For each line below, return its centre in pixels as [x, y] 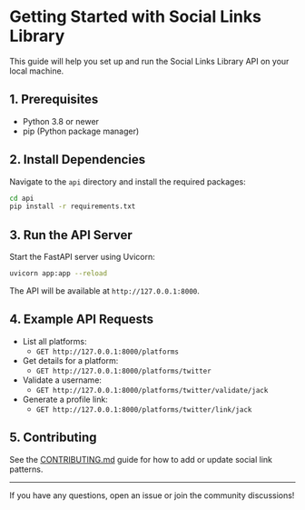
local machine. [37, 71]
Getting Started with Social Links [135, 17]
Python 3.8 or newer [61, 121]
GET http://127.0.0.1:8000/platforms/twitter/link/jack [144, 410]
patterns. [26, 469]
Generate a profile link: [65, 399]
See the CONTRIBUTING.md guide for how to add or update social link [141, 459]
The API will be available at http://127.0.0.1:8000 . [104, 291]
